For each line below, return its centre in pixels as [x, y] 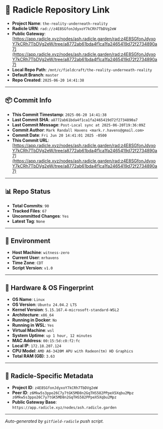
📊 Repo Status [28, 192]
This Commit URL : [31, 140]
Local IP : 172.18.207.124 [37, 346]
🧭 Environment [28, 241]
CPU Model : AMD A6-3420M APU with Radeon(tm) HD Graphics [73, 351]
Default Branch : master [35, 75]
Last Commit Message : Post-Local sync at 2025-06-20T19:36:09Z [79, 125]
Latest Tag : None [28, 221]
